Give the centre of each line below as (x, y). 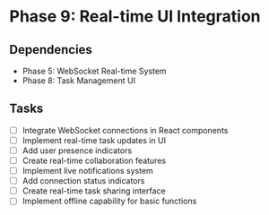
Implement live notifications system (88, 171)
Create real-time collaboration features (94, 160)
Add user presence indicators (77, 150)
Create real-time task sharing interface (94, 191)
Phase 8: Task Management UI (79, 81)
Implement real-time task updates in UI (94, 140)
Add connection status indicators (83, 181)
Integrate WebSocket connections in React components (125, 130)
